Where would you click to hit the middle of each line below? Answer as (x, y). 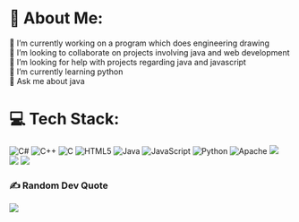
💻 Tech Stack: (64, 119)
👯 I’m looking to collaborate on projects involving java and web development (149, 52)
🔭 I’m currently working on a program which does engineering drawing (140, 43)
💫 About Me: (56, 18)
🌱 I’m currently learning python (66, 72)
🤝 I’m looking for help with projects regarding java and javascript (128, 62)
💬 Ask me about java (47, 81)
